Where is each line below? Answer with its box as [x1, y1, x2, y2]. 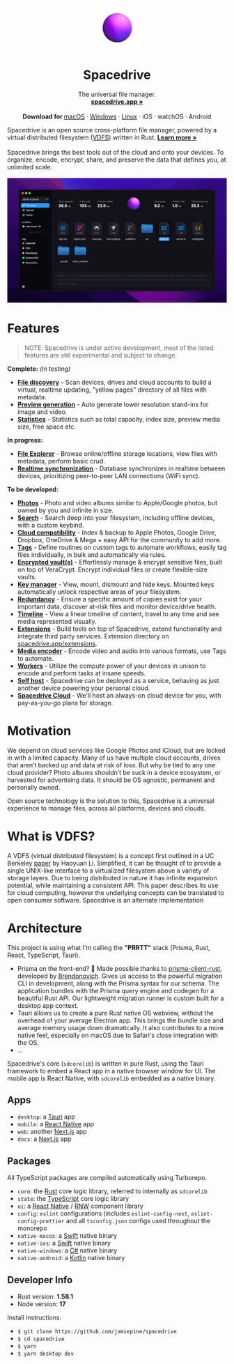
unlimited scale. [7, 162, 53, 171]
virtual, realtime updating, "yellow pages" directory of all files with [17, 385, 208, 394]
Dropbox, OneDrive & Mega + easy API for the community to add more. [17, 535, 221, 544]
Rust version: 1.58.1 [17, 1292, 74, 1301]
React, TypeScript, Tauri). [7, 951, 81, 959]
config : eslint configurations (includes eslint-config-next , [17, 1209, 190, 1218]
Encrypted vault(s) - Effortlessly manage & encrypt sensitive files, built [17, 558, 223, 566]
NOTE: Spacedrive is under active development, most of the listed [24, 344, 214, 352]
